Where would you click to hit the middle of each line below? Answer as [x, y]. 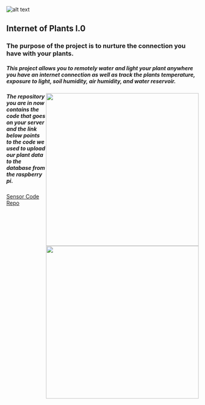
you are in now [25, 103]
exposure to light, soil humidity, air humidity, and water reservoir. [91, 81]
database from [26, 168]
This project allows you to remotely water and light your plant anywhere [100, 68]
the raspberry [24, 175]
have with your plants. [40, 54]
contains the [23, 109]
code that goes [26, 116]
